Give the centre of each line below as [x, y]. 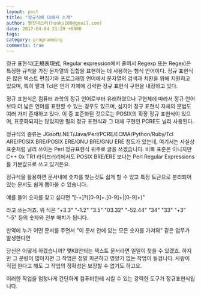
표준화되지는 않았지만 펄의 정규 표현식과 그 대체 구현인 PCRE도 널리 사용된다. [104, 121]
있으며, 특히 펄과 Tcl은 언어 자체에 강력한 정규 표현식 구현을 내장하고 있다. [92, 85]
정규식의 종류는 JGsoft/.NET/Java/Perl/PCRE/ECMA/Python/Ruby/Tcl [90, 134]
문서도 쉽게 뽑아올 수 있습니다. [52, 184]
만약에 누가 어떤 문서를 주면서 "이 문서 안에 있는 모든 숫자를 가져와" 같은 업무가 [98, 230]
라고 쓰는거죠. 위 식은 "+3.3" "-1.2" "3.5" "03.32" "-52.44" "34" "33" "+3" [96, 210]
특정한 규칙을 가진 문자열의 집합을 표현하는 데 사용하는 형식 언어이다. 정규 [92, 70]
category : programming [34, 40]
